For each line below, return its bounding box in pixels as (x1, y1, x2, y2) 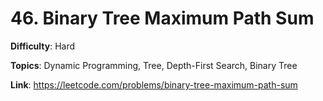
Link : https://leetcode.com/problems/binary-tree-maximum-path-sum (10, 78, 298, 91)
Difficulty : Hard (10, 40, 76, 52)
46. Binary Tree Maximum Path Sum (10, 7, 315, 30)
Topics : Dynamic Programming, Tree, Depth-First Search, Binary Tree (10, 59, 298, 71)
